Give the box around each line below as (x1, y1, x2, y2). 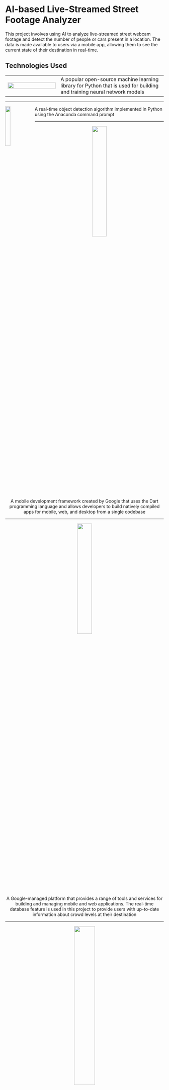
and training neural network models (60, 88, 144, 95)
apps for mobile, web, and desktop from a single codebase (23, 509, 146, 515)
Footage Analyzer (5, 14, 81, 26)
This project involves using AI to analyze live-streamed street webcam (5, 31, 151, 37)
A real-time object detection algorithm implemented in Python (34, 106, 162, 112)
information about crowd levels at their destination (32, 911, 137, 917)
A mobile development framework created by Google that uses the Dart (11, 498, 158, 504)
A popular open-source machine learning (60, 75, 159, 82)
